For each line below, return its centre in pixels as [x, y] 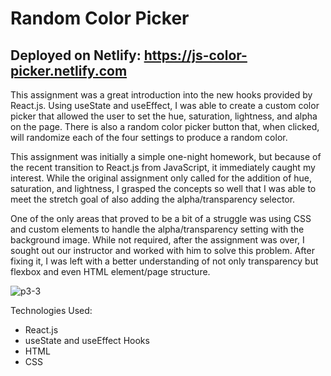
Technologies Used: [51, 310]
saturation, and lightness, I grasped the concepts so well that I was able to [163, 188]
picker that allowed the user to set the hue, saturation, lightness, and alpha [164, 116]
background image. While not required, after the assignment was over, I [157, 240]
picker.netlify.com [69, 70]
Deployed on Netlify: [76, 55]
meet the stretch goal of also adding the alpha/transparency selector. [153, 199]
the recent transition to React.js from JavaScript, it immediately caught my [163, 167]
